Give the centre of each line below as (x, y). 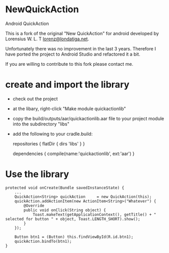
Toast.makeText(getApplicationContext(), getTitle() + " (94, 214)
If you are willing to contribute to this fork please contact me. (69, 64)
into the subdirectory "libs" (41, 124)
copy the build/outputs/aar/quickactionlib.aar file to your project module (88, 118)
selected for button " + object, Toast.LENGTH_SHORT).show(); (73, 219)
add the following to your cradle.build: (53, 134)
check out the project (35, 98)
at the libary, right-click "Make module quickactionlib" (69, 109)
